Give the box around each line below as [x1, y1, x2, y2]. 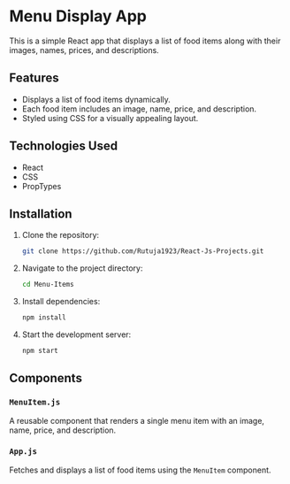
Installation [9, 206, 72, 221]
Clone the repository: [21, 230, 100, 241]
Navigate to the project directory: [21, 263, 143, 273]
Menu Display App [9, 6, 148, 27]
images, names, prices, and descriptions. [9, 44, 159, 55]
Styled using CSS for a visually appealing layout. [21, 112, 199, 123]
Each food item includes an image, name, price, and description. [21, 104, 257, 114]
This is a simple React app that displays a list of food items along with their [9, 35, 281, 46]
